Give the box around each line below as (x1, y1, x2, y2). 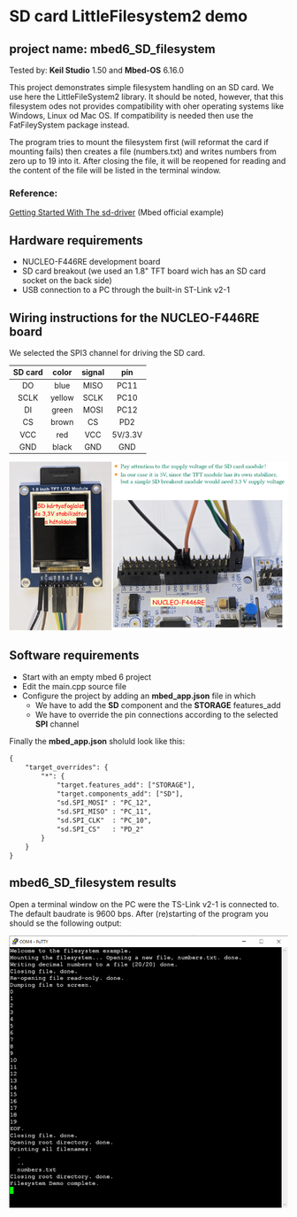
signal (80, 367, 104, 378)
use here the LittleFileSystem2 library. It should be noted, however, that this (9, 91, 285, 102)
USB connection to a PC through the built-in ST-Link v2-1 (21, 285, 231, 296)
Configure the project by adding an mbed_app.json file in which (21, 690, 256, 701)
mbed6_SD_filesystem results (9, 875, 177, 890)
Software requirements (9, 648, 140, 663)
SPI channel (34, 719, 80, 729)
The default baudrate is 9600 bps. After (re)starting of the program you (9, 908, 269, 919)
